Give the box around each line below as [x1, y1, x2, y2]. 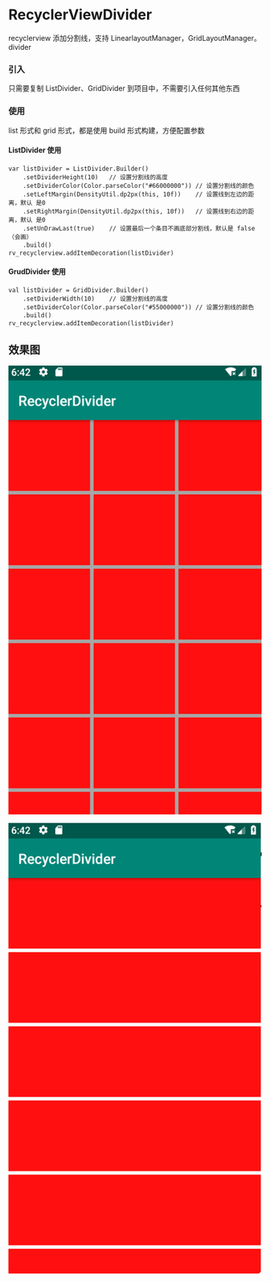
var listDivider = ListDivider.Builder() [8, 165, 149, 173]
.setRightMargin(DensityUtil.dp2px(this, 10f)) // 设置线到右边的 [22, 207, 248, 215]
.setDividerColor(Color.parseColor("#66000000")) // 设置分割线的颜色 [22, 182, 255, 190]
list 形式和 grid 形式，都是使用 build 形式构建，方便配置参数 [8, 125, 205, 135]
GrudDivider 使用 [8, 267, 67, 276]
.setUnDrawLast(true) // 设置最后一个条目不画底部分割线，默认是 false [22, 224, 256, 232]
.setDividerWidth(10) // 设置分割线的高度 [22, 295, 169, 303]
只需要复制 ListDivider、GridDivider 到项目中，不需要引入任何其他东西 [8, 84, 240, 93]
